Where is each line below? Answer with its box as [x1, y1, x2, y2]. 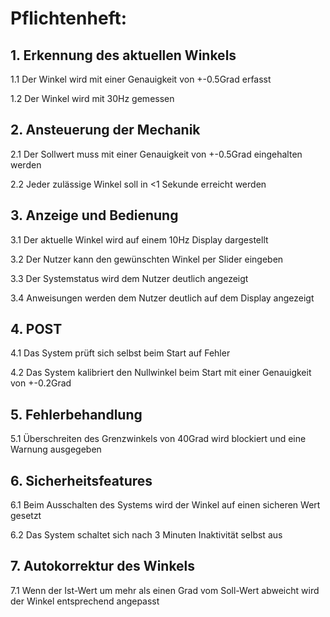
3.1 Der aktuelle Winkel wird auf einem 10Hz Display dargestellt [10, 233, 269, 246]
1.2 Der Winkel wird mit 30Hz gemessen [10, 93, 175, 104]
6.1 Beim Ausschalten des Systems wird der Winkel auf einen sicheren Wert [10, 499, 321, 511]
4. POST [10, 321, 63, 338]
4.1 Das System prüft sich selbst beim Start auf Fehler [10, 347, 231, 359]
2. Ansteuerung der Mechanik [10, 122, 201, 139]
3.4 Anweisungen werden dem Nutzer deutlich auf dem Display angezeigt [10, 292, 315, 304]
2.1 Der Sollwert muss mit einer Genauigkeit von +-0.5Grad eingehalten [10, 148, 303, 160]
